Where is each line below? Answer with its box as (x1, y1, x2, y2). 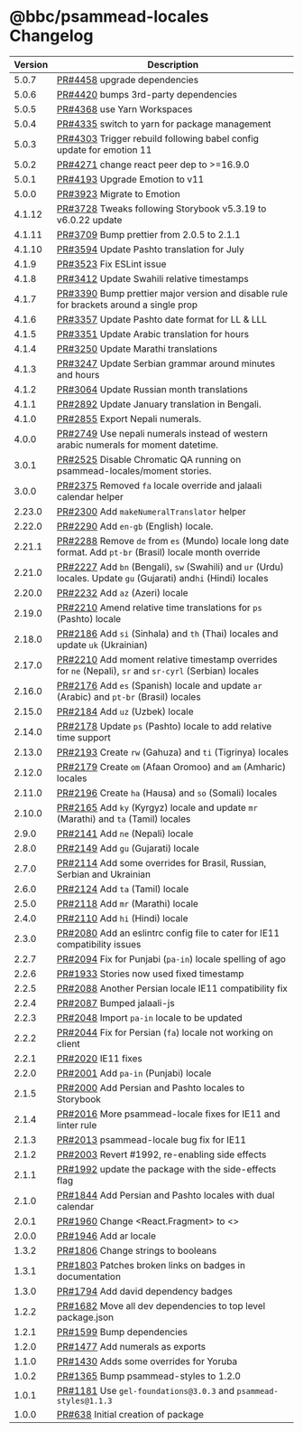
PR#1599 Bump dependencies (57, 1325, 188, 1338)
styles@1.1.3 (57, 1395, 113, 1406)
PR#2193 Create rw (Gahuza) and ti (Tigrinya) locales (57, 746, 289, 758)
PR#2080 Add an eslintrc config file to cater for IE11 (57, 927, 280, 939)
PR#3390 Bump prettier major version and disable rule (57, 287, 289, 299)
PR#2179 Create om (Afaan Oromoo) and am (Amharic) (57, 760, 287, 773)
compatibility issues (57, 937, 142, 950)
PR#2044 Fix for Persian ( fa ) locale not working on (57, 1026, 273, 1039)
